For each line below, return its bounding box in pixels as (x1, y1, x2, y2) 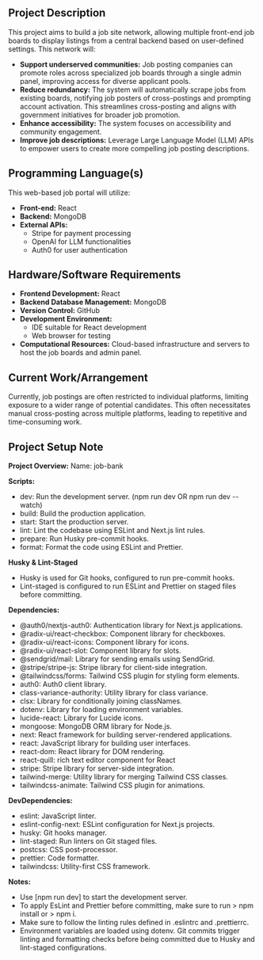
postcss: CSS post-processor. (19, 845, 118, 855)
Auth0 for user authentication (31, 245, 128, 254)
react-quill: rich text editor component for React (19, 756, 176, 765)
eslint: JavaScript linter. (19, 811, 97, 821)
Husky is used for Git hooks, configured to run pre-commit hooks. (19, 573, 235, 583)
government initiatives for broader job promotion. (19, 110, 181, 120)
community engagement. (19, 127, 102, 136)
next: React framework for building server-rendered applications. (19, 730, 232, 740)
